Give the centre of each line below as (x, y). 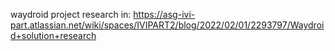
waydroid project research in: (71, 14)
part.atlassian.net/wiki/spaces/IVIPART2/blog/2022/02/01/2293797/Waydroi (167, 25)
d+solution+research (53, 35)
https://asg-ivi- (164, 14)
